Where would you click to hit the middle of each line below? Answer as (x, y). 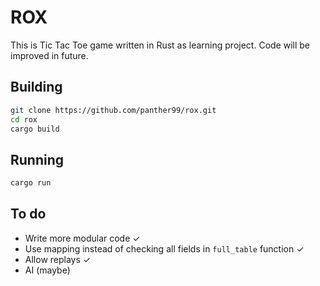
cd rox (24, 119)
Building (36, 87)
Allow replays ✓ (58, 259)
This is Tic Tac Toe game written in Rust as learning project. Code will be (160, 45)
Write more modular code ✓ (82, 238)
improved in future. (49, 55)
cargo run (31, 183)
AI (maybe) (47, 270)
